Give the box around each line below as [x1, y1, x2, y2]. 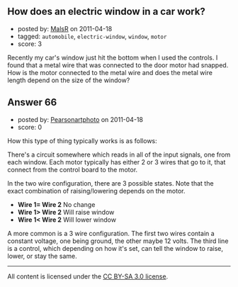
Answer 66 [7, 96, 57, 108]
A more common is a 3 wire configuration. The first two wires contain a [7, 229, 215, 237]
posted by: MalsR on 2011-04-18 [17, 24, 113, 33]
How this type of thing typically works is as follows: [7, 136, 157, 145]
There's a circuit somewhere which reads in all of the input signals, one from [7, 150, 231, 159]
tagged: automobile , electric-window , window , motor [17, 32, 167, 40]
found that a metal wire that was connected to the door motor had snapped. [7, 60, 229, 69]
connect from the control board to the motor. [7, 165, 138, 174]
